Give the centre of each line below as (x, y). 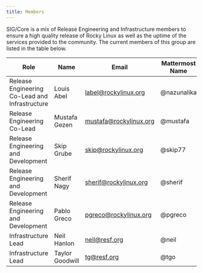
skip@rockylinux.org (114, 150)
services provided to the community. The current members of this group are (101, 42)
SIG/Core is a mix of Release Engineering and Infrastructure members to (96, 29)
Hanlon (64, 243)
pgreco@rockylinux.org (118, 214)
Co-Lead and (29, 96)
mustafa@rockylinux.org (120, 121)
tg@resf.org (102, 257)
